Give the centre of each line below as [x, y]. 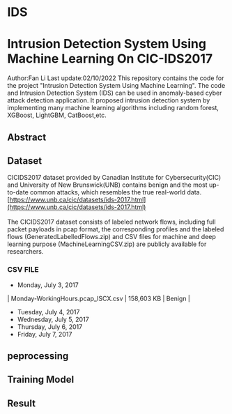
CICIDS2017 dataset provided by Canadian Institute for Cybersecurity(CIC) [114, 178]
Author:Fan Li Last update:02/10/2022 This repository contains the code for [116, 78]
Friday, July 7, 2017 [45, 334]
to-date [18, 192]
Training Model [41, 379]
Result [22, 403]
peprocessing [38, 356]
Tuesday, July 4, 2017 [48, 312]
